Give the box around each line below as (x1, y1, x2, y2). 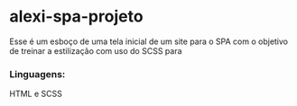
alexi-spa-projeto (9, 6, 144, 27)
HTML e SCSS (9, 88, 63, 100)
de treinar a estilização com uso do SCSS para (9, 45, 182, 56)
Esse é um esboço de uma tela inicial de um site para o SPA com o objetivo (9, 36, 289, 47)
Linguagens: (9, 67, 66, 80)
